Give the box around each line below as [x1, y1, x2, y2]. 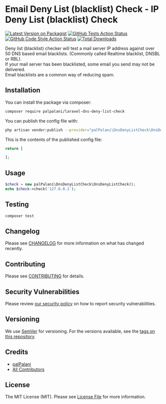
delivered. [5, 66, 26, 72]
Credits [5, 348, 29, 356]
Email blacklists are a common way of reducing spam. [5, 71, 115, 77]
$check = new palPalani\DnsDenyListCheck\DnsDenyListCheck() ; [5, 182, 136, 187]
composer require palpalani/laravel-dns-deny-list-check [5, 109, 125, 114]
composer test [5, 213, 35, 218]
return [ [5, 146, 23, 151]
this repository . [5, 334, 36, 339]
